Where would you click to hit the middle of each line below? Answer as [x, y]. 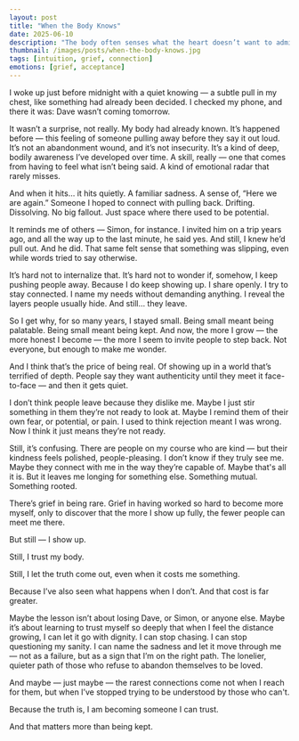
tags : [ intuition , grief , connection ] [81, 59]
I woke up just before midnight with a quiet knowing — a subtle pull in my [143, 92]
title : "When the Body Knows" [65, 26]
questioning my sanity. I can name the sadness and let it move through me [145, 646]
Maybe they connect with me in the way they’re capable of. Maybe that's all [148, 467]
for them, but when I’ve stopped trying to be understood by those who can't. [149, 692]
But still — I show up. [48, 539]
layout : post [33, 17]
